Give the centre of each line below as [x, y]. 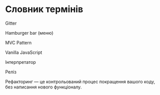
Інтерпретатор [21, 62]
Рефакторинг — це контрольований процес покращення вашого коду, [80, 81]
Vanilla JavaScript [24, 52]
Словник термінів [44, 9]
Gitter [11, 23]
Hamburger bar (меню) [29, 33]
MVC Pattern [18, 42]
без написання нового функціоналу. [43, 87]
